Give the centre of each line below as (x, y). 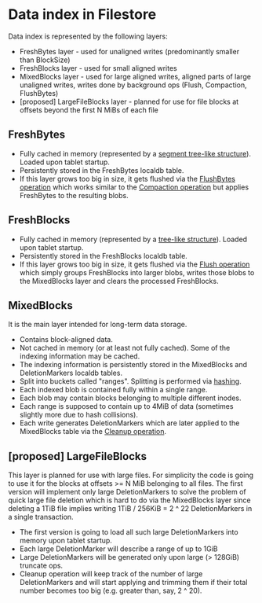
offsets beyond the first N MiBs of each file (89, 110)
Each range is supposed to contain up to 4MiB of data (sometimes (126, 406)
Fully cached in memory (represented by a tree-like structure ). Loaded (133, 239)
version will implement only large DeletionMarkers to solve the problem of (127, 492)
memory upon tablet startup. (65, 541)
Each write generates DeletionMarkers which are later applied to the (129, 423)
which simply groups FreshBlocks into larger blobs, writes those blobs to (137, 272)
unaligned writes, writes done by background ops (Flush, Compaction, (133, 85)
